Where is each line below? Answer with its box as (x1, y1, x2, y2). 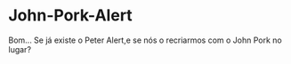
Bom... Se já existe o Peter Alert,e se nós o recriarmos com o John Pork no (8, 35, 282, 45)
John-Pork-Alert (8, 5, 133, 26)
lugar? (8, 44, 32, 54)
